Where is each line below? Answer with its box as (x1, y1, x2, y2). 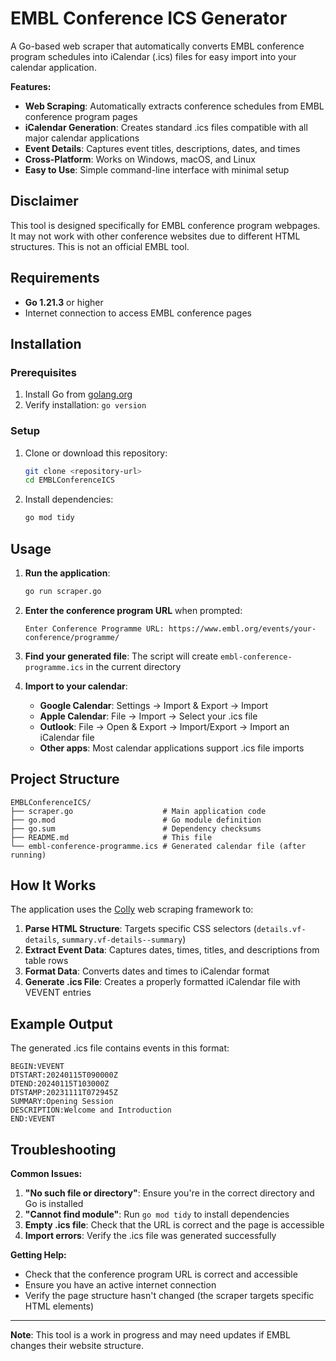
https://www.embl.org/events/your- (168, 623, 317, 634)
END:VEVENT (10, 1114, 56, 1124)
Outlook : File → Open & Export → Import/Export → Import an (39, 720, 290, 732)
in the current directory (85, 660, 182, 672)
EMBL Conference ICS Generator (10, 7, 288, 30)
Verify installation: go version (24, 399, 147, 411)
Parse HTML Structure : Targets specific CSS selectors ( (24, 923, 257, 935)
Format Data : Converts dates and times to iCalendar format (24, 965, 270, 977)
